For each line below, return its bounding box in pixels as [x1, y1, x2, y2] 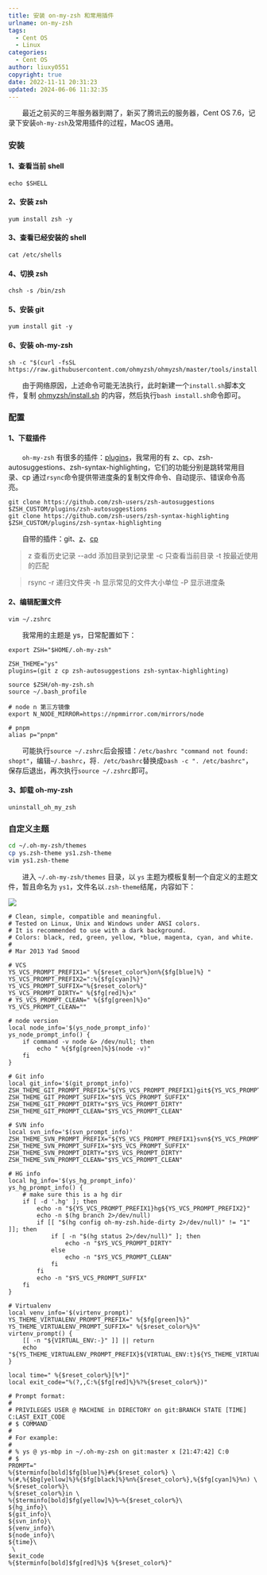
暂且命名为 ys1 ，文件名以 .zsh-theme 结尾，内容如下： [21, 882, 196, 891]
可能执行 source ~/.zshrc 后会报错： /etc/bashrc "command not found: [22, 746, 249, 755]
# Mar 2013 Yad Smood [8, 947, 80, 955]
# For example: [8, 1434, 59, 1442]
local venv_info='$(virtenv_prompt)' [8, 1308, 133, 1317]
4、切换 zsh [8, 268, 48, 278]
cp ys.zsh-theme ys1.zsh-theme [8, 849, 112, 858]
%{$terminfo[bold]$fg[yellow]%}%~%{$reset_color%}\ [8, 1496, 183, 1504]
